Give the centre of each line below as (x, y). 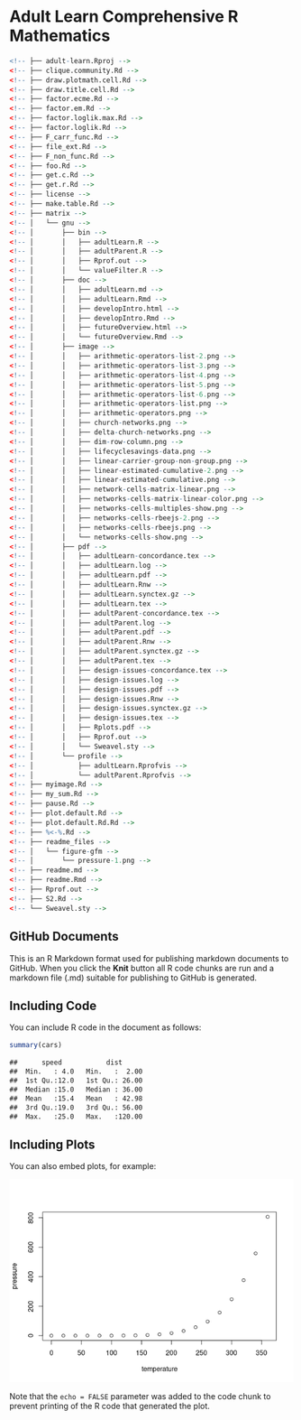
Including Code (53, 1005)
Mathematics (60, 36)
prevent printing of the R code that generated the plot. (109, 1406)
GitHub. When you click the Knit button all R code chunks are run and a (142, 968)
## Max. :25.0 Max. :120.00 (76, 1117)
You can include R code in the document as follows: (105, 1027)
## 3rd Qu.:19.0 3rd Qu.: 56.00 (76, 1108)
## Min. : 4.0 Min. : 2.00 (76, 1072)
